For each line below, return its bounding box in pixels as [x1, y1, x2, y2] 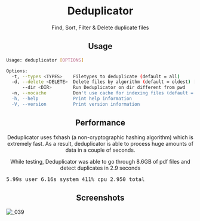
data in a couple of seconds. [65, 146, 136, 154]
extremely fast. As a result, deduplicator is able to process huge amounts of [7, 140, 194, 147]
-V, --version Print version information [11, 101, 140, 107]
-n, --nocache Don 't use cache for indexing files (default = [11, 90, 194, 96]
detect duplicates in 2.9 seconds [60, 164, 141, 171]
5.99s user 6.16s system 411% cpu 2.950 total [6, 176, 145, 183]
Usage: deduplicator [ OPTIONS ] [6, 57, 84, 63]
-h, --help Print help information [11, 96, 133, 102]
